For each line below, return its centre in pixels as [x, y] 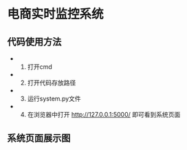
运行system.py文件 [54, 98]
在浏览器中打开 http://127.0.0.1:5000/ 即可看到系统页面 [104, 115]
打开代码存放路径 [52, 83]
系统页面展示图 [39, 138]
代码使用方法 [34, 42]
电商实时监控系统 [56, 14]
